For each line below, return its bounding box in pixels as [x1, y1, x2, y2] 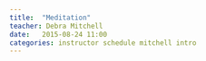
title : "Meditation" [9, 13, 92, 22]
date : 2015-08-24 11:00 [9, 30, 107, 39]
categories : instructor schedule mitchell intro [9, 38, 197, 48]
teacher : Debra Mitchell [9, 22, 103, 30]
